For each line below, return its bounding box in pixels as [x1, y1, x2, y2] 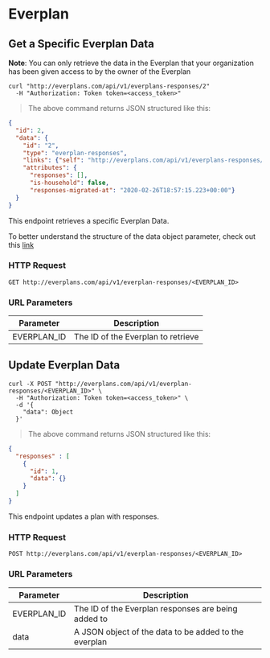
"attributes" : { [22, 164, 78, 172]
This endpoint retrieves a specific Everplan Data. [8, 216, 170, 225]
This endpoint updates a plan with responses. [8, 512, 159, 521]
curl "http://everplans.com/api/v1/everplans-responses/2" [8, 82, 211, 90]
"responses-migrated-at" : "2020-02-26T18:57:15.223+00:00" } [29, 186, 235, 194]
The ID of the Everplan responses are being [73, 602, 239, 614]
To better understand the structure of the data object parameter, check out [8, 231, 256, 241]
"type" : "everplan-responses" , [22, 149, 128, 157]
